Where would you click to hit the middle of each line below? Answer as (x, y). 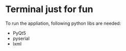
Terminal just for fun (49, 9)
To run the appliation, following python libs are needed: (63, 23)
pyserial (21, 38)
